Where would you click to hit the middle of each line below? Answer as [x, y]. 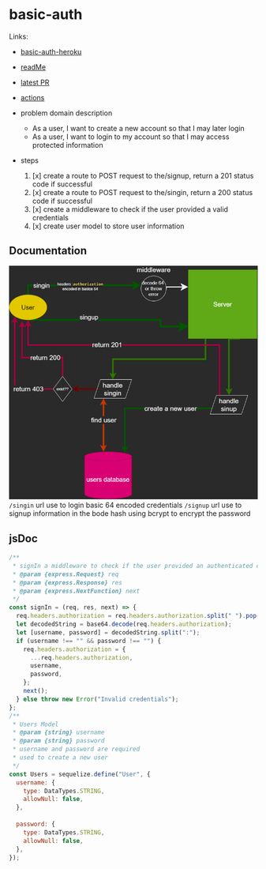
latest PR [35, 82]
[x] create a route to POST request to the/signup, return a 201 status [143, 175]
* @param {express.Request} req [66, 574]
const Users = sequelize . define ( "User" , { [80, 774]
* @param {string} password [58, 741]
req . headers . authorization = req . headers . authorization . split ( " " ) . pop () [140, 616]
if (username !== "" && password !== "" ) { [88, 641]
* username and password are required [76, 749]
